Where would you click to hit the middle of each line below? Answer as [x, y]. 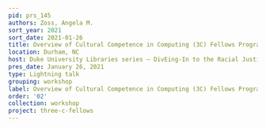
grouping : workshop [40, 81]
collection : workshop [44, 103]
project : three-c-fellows [51, 111]
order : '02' [28, 96]
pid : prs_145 [30, 15]
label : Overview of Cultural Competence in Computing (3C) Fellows [122, 89]
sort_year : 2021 [35, 30]
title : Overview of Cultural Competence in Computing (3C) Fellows [122, 45]
